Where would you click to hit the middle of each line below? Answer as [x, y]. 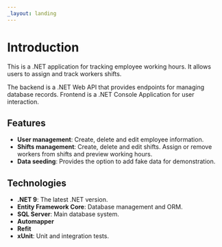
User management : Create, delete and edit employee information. [110, 140]
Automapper [36, 222]
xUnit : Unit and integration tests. [63, 236]
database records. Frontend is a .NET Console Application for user [101, 94]
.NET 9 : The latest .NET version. [62, 200]
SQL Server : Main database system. [68, 214]
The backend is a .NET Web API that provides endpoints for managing [106, 87]
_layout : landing [32, 13]
